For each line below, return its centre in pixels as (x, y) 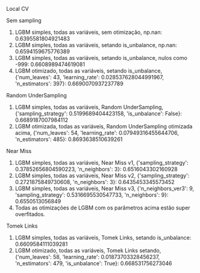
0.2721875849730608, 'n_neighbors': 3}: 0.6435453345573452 (95, 182)
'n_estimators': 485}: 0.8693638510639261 (69, 139)
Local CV (17, 9)
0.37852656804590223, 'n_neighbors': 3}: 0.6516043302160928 (96, 169)
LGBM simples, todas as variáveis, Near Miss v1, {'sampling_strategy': (102, 163)
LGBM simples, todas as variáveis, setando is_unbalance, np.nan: (96, 45)
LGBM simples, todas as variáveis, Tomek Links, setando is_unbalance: (103, 238)
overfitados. (30, 214)
